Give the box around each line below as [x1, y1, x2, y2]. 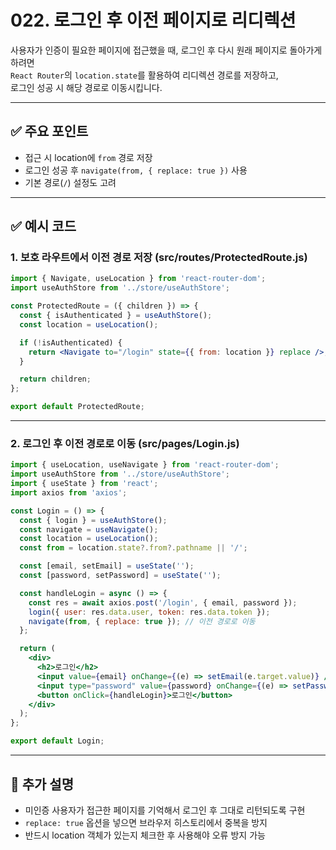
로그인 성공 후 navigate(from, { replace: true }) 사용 [24, 164, 248, 176]
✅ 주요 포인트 [10, 123, 89, 140]
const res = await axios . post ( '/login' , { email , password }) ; [28, 597, 298, 608]
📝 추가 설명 [10, 776, 75, 793]
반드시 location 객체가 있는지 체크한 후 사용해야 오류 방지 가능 [24, 829, 266, 841]
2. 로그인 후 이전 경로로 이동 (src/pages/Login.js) [10, 436, 240, 450]
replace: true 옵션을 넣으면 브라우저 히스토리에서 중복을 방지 [24, 816, 268, 828]
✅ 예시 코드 [10, 218, 77, 235]
